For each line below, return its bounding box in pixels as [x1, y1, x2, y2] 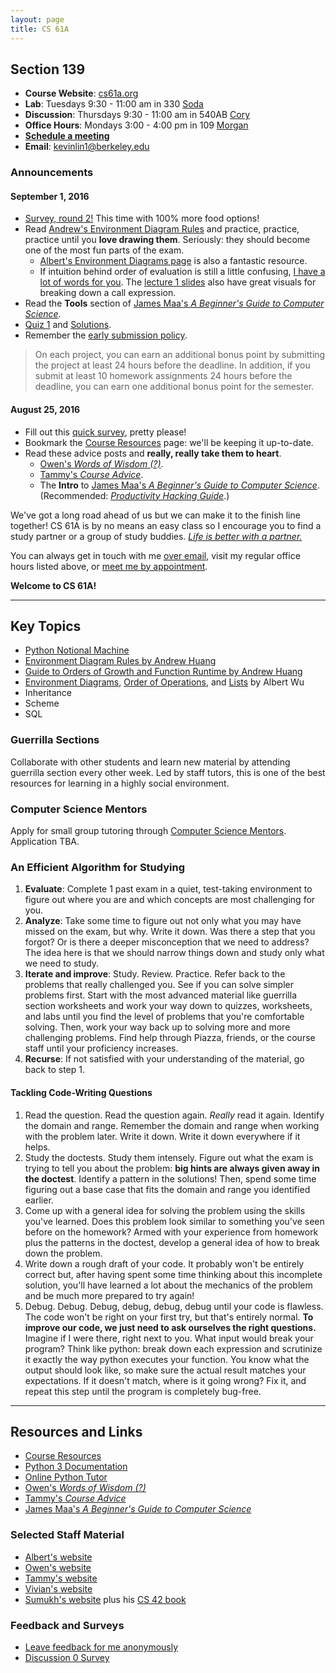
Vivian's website [24, 1582, 93, 1595]
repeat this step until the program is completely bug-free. [24, 1385, 262, 1397]
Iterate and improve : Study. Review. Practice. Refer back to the [24, 968, 286, 980]
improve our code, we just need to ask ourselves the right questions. [24, 1321, 317, 1333]
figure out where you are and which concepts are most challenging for [24, 894, 316, 906]
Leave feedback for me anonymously [24, 1641, 179, 1653]
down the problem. [24, 1247, 103, 1259]
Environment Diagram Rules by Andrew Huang [24, 655, 217, 667]
